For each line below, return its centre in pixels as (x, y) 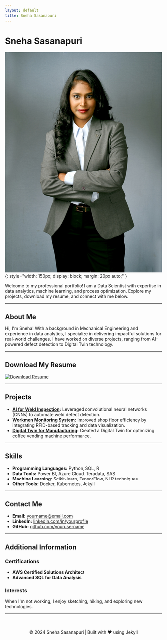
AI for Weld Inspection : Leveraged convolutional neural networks (80, 409)
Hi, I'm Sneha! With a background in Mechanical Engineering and (72, 328)
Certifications (22, 561)
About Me (21, 317)
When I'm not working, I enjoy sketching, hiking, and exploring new (74, 601)
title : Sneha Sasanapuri (31, 16)
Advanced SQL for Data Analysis (47, 578)
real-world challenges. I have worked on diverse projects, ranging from (78, 339)
